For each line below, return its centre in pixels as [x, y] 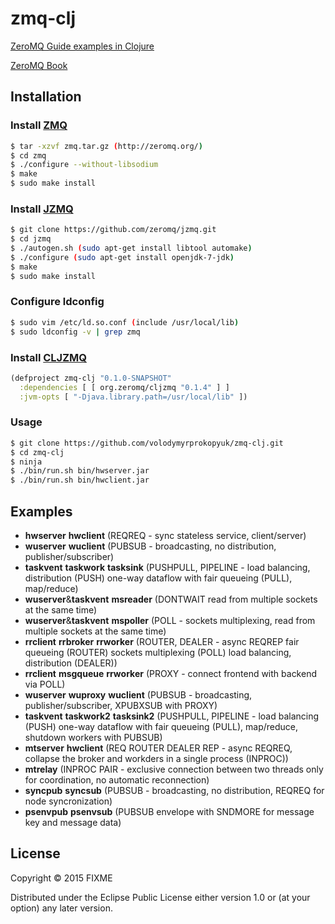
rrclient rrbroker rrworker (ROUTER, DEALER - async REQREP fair [162, 641]
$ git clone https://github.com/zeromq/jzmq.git [113, 230]
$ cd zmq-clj [37, 452]
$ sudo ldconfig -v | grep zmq [75, 332]
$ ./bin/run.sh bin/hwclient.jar [80, 480]
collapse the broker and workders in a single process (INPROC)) [156, 758]
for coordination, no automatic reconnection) [117, 780]
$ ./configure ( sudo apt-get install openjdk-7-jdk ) [122, 257]
